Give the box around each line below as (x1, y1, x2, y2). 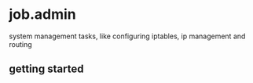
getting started (9, 63, 84, 76)
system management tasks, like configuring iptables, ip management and (9, 31, 246, 41)
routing (9, 39, 32, 49)
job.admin (9, 5, 77, 23)
